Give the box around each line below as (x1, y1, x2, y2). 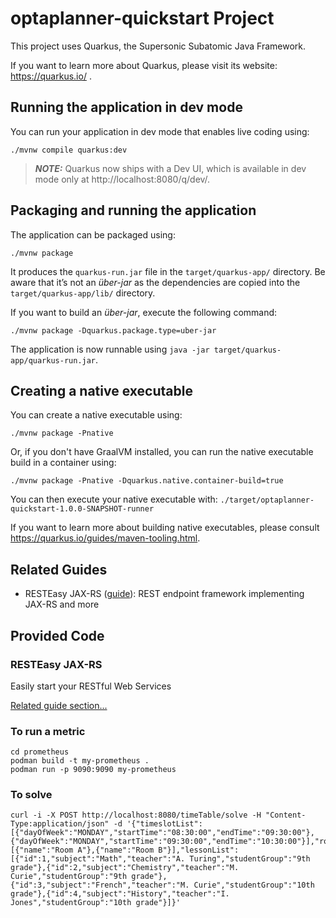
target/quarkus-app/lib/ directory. (10, 287, 156, 299)
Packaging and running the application (10, 202, 257, 219)
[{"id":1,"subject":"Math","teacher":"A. (10, 854, 186, 864)
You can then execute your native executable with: (10, 493, 218, 506)
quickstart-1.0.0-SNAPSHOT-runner (10, 504, 155, 514)
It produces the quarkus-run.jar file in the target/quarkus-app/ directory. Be (10, 265, 326, 277)
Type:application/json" (10, 819, 110, 829)
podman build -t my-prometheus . (10, 756, 150, 766)
